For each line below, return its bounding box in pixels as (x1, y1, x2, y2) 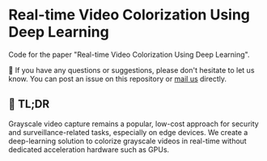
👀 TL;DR (8, 97, 50, 111)
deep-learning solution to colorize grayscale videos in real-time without (8, 136, 247, 146)
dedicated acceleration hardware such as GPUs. (8, 144, 170, 155)
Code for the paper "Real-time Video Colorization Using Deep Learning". (8, 49, 250, 59)
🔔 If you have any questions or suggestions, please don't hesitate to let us (8, 65, 255, 74)
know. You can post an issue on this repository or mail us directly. (8, 74, 227, 83)
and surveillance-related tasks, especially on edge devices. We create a (8, 127, 248, 137)
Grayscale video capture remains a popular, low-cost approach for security (8, 119, 259, 129)
